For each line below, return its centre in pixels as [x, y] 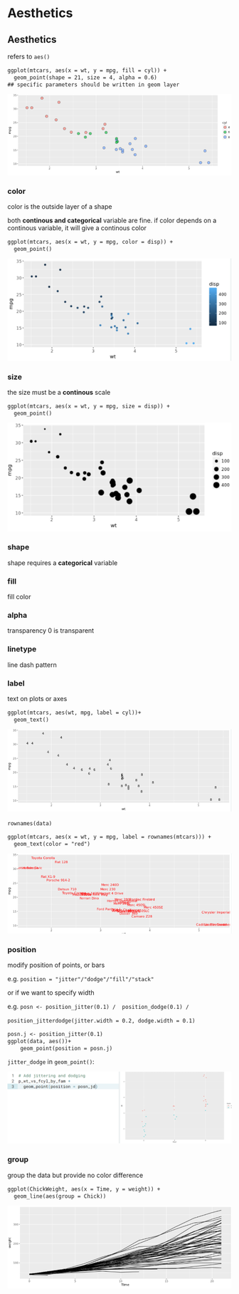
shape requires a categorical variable [63, 563]
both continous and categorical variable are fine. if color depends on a [112, 221]
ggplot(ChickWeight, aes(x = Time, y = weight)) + [84, 1189]
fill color [19, 597]
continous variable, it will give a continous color [77, 228]
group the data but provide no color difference [75, 1175]
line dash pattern [32, 665]
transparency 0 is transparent [51, 631]
